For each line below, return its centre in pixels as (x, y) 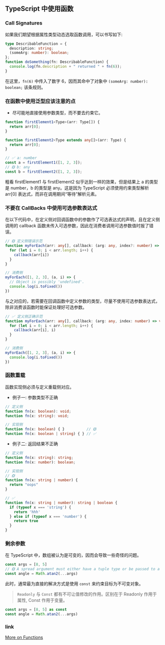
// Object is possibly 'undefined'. (47, 282)
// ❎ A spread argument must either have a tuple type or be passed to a (82, 569)
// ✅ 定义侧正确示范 (24, 316)
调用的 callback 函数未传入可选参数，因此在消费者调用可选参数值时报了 (77, 226)
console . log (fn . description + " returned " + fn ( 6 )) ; (66, 67)
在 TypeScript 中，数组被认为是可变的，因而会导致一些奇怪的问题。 (73, 555)
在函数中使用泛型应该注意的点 (41, 101)
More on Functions (24, 638)
